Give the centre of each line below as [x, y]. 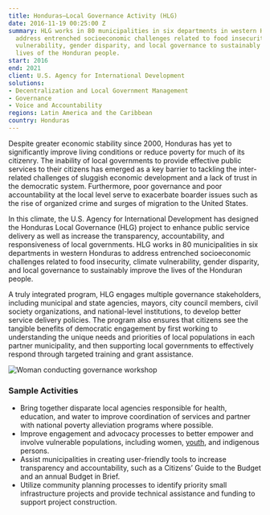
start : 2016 [28, 61]
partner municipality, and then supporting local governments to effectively [131, 345]
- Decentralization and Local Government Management [98, 91]
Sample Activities [43, 390]
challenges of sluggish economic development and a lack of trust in [145, 177]
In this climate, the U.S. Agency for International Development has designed [133, 219]
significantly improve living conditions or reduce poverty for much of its [127, 152]
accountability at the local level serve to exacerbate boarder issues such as [133, 195]
